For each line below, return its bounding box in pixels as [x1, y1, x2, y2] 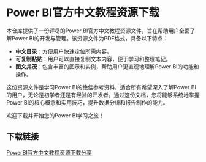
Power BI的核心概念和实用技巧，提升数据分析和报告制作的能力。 [6, 98, 169, 106]
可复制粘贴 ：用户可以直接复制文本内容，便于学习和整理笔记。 [15, 55, 172, 62]
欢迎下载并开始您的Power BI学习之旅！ [6, 111, 104, 119]
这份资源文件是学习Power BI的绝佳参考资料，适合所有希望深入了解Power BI [6, 83, 197, 90]
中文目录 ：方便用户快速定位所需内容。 [15, 47, 112, 55]
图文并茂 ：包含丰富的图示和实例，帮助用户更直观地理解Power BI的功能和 [15, 62, 199, 70]
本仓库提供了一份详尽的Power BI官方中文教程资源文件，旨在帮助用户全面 [6, 27, 190, 34]
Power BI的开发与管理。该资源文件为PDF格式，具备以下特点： [11, 34, 169, 42]
